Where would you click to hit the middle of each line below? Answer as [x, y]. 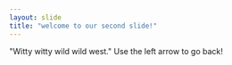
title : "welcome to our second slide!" [83, 26]
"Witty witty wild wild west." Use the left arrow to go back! [116, 51]
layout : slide [36, 17]
